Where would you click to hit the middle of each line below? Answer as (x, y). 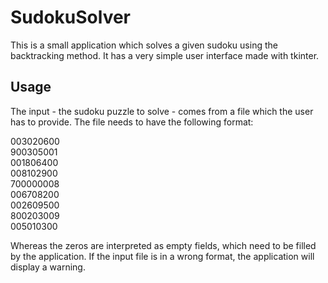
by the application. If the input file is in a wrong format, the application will (162, 256)
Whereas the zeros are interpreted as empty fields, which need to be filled (163, 245)
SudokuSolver (71, 17)
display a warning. (48, 267)
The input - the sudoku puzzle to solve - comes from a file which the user (162, 111)
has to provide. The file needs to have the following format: (132, 122)
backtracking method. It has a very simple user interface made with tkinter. (165, 55)
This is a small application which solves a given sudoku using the (144, 45)
